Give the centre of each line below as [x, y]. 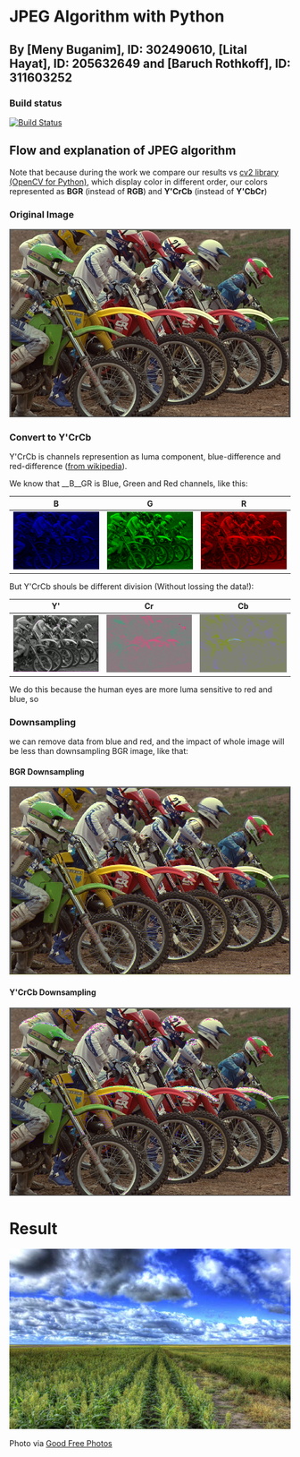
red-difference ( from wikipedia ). [68, 467]
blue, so [24, 699]
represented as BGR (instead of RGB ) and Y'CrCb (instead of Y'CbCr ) [138, 191]
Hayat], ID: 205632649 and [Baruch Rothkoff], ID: [150, 63]
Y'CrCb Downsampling [53, 992]
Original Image [42, 214]
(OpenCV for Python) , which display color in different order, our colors [138, 182]
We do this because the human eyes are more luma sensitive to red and [141, 689]
